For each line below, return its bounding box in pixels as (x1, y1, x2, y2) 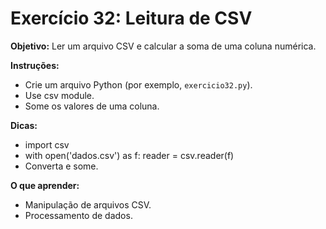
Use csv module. (24, 89, 95, 101)
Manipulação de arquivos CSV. (24, 198, 152, 211)
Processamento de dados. (24, 209, 133, 221)
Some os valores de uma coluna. (24, 100, 160, 112)
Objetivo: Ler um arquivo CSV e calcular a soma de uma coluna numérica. (10, 40, 317, 52)
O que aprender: (10, 179, 80, 191)
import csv (24, 138, 70, 151)
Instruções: (10, 59, 60, 71)
